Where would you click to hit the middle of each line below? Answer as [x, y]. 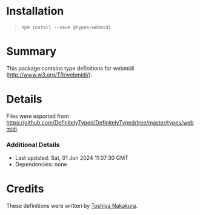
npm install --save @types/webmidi [66, 27]
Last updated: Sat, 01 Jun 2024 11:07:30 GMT [72, 158]
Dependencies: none [41, 165]
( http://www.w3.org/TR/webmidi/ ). [49, 75]
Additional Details [33, 145]
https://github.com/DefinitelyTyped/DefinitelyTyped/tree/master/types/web [100, 122]
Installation [35, 11]
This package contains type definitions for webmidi [70, 68]
